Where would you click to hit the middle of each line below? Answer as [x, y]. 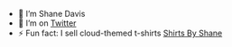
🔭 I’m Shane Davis [51, 14]
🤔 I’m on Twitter [47, 23]
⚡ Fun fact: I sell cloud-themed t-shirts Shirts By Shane [120, 33]
